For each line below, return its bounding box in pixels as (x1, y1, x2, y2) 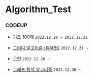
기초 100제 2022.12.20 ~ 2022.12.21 (12, 34, 88, 40)
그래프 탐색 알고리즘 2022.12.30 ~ (12, 66, 81, 72)
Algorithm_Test (5, 4, 71, 15)
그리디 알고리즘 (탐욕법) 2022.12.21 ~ (12, 45, 88, 51)
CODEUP (5, 22, 28, 29)
